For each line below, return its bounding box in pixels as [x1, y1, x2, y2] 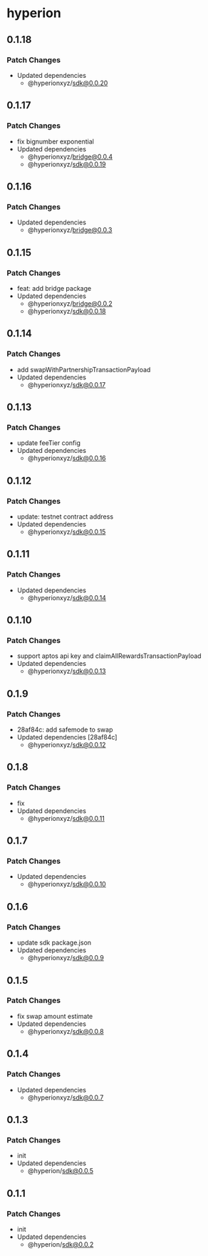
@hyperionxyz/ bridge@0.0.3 [27, 226, 113, 234]
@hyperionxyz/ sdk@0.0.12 [27, 741, 106, 749]
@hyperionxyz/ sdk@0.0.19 [27, 159, 106, 169]
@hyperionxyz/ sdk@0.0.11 [27, 814, 105, 822]
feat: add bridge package [16, 284, 92, 292]
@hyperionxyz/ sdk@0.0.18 [27, 306, 106, 315]
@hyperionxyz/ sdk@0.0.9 [27, 954, 104, 962]
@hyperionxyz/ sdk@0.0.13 [27, 667, 106, 676]
